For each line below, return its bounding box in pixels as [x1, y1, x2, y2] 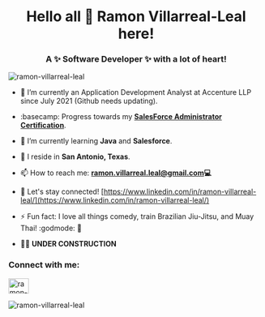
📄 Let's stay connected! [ [19, 186, 104, 197]
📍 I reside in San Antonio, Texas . [19, 152, 131, 161]
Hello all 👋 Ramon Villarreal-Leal [26, 7, 246, 26]
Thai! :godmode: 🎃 [19, 223, 83, 233]
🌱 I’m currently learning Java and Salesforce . [19, 136, 173, 146]
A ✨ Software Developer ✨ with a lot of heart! [45, 54, 227, 65]
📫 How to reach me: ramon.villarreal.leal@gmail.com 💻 [19, 168, 212, 178]
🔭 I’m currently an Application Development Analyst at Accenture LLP [19, 88, 252, 97]
